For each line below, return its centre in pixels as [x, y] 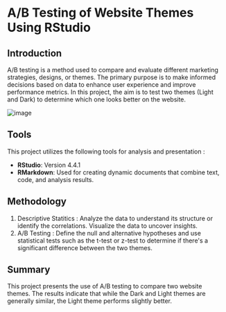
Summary [29, 270]
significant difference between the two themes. [85, 247]
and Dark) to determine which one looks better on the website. [96, 99]
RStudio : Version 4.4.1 [49, 165]
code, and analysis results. [55, 179]
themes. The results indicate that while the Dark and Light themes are [106, 294]
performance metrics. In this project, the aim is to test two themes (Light [110, 92]
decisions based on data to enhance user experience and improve [102, 84]
